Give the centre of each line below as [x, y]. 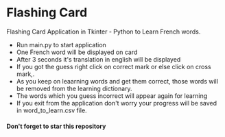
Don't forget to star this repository [56, 126]
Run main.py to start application [61, 45]
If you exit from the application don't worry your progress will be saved [117, 103]
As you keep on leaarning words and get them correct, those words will [117, 81]
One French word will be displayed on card [77, 52]
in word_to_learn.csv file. [51, 110]
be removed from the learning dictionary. [74, 88]
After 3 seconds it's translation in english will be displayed [98, 59]
